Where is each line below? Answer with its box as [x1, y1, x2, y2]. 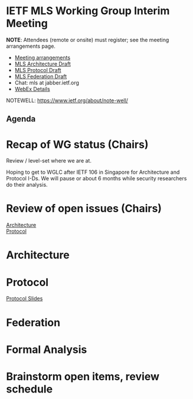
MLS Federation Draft [14, 73, 67, 80]
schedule [6, 382, 53, 395]
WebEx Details [14, 85, 50, 92]
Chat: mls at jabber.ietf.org [14, 79, 80, 86]
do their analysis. [6, 181, 48, 189]
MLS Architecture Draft [14, 60, 71, 67]
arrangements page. [6, 43, 56, 50]
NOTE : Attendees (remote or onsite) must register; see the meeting [6, 36, 169, 43]
